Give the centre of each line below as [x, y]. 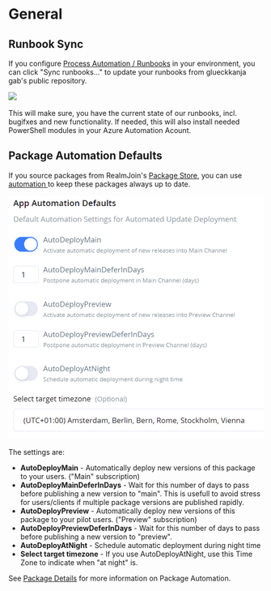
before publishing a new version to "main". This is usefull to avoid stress [140, 493]
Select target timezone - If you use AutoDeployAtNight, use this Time [136, 554]
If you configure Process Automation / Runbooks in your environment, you [132, 63]
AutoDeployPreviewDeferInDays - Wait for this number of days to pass [140, 528]
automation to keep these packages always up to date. [100, 184]
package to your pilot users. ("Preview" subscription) [108, 519]
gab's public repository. [48, 81]
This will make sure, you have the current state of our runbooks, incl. [123, 113]
